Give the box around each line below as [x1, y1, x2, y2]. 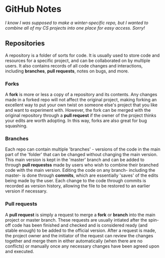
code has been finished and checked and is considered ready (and [12, 222, 148, 228]
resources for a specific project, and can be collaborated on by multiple [5, 58, 150, 64]
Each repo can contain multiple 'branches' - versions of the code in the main [5, 146, 161, 152]
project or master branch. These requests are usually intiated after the [5, 217, 148, 223]
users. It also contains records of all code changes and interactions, [5, 63, 143, 68]
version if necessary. [5, 188, 48, 194]
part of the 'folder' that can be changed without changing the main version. [5, 152, 158, 158]
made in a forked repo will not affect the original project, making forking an [5, 97, 157, 103]
